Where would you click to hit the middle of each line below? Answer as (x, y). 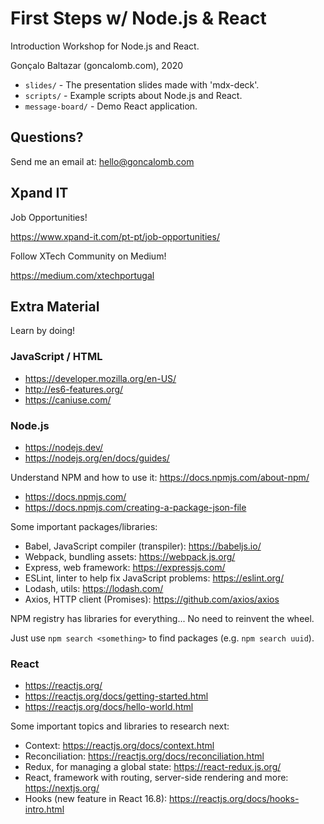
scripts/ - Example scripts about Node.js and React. (133, 95)
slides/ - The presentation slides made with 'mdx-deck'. (142, 84)
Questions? (47, 137)
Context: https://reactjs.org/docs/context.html (119, 746)
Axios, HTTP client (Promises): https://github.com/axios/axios (152, 599)
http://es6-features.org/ (74, 389)
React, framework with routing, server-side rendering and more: (156, 778)
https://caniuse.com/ (68, 399)
